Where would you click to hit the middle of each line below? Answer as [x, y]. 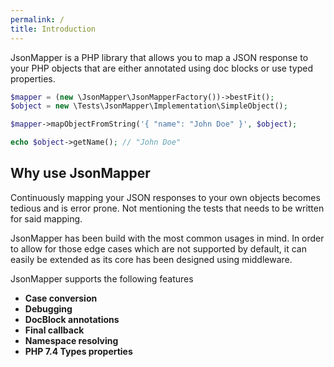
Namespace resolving [71, 340]
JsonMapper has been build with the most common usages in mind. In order [167, 238]
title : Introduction [53, 29]
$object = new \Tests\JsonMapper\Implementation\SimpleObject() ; [149, 106]
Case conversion [61, 298]
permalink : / [37, 19]
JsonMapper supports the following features [102, 278]
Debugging [48, 308]
